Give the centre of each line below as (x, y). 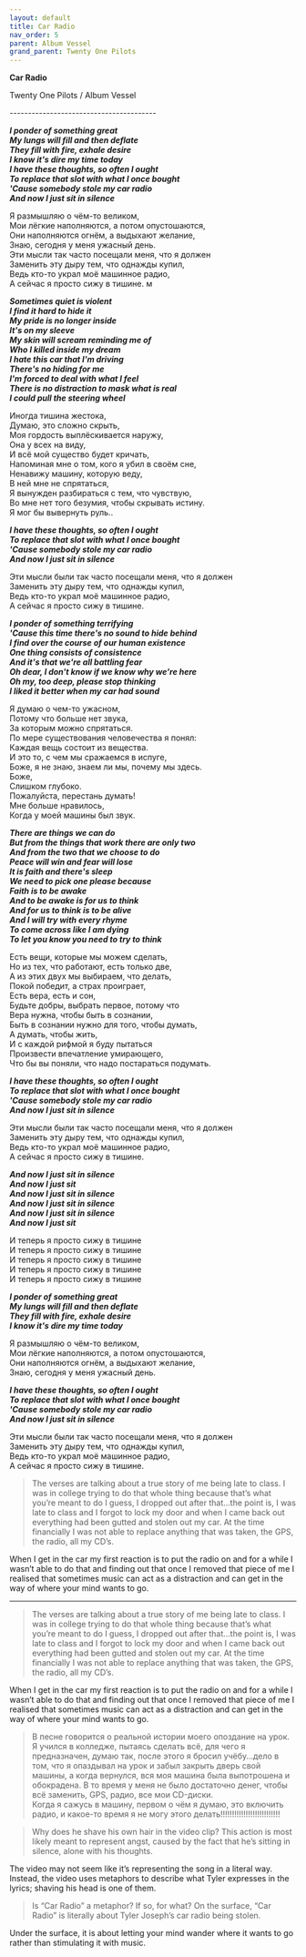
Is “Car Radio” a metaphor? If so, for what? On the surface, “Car (151, 1906)
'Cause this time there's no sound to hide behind (103, 633)
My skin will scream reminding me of (81, 340)
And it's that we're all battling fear (76, 662)
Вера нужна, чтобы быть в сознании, (81, 1015)
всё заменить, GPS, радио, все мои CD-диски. (122, 1795)
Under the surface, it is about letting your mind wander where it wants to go (152, 1933)
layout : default (40, 18)
